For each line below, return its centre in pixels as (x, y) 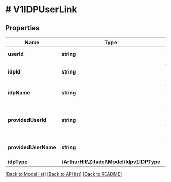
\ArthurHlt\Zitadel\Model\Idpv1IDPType (111, 162)
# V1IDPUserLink (41, 9)
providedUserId (27, 120)
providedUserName (32, 147)
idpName (19, 93)
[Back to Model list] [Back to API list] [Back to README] (64, 174)
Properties (22, 28)
